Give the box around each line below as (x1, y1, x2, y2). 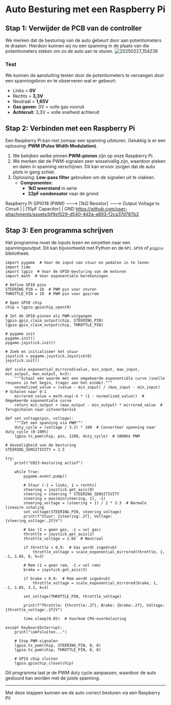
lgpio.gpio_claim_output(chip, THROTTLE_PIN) (5, 322, 103, 328)
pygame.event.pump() (23, 474, 67, 479)
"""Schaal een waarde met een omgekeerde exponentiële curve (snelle (14, 375, 165, 381)
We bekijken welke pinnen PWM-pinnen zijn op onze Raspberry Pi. (12, 153, 154, 159)
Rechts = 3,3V (12, 93, 43, 99)
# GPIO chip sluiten (14, 656, 58, 661)
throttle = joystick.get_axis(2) (23, 532, 95, 537)
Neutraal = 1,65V (12, 98, 49, 105)
